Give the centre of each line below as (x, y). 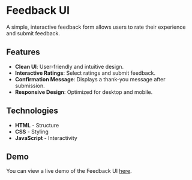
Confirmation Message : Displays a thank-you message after (90, 79)
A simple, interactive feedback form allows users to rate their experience (96, 27)
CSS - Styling (32, 132)
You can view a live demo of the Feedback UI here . (69, 171)
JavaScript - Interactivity (46, 138)
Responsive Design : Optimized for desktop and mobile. (84, 92)
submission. (30, 86)
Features (23, 52)
